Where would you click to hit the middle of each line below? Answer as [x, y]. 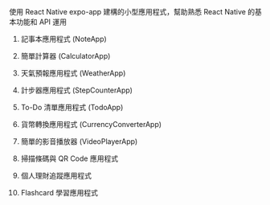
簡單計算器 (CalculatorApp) [65, 56]
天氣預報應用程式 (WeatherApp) [73, 73]
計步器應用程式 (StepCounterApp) [77, 90]
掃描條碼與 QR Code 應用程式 [70, 158]
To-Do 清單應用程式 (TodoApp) [72, 107]
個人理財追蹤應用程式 [56, 176]
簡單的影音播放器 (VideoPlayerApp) [79, 141]
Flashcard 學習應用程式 [59, 193]
